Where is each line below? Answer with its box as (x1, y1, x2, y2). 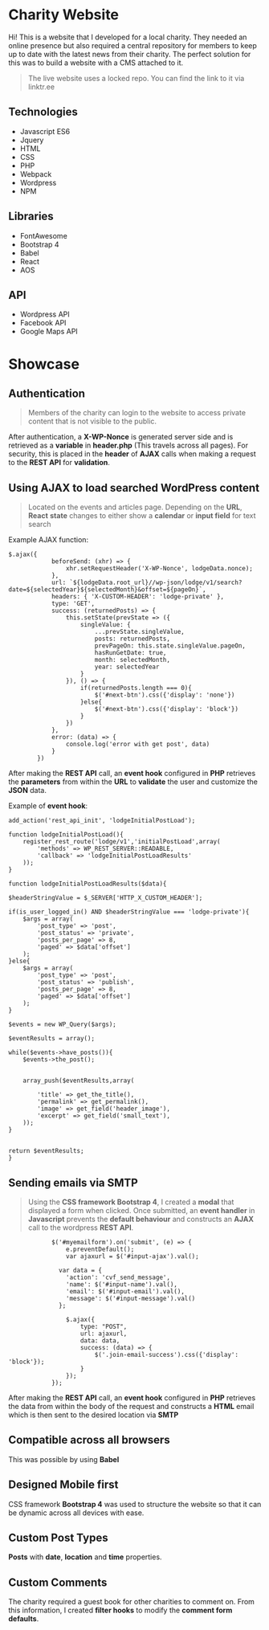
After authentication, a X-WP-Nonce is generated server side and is (8, 432, 234, 442)
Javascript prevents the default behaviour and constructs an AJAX (27, 1215, 255, 1224)
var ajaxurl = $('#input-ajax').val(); (65, 1252, 199, 1260)
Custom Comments (8, 1575, 108, 1589)
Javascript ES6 (19, 126, 71, 136)
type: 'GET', (51, 600, 95, 608)
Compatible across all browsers (8, 1433, 170, 1447)
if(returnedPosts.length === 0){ (79, 684, 193, 692)
